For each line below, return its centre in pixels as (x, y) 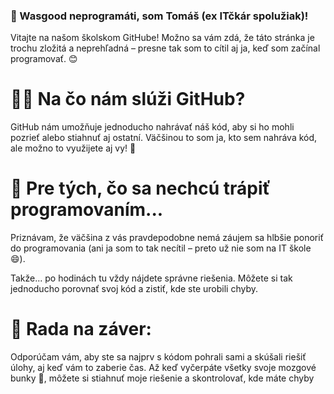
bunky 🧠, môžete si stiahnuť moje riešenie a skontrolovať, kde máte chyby (162, 378)
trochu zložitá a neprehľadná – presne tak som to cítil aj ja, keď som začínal (165, 48)
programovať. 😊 (44, 59)
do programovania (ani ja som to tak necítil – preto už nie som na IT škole (161, 248)
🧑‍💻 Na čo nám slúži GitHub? (128, 99)
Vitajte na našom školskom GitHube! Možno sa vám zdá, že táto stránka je (162, 38)
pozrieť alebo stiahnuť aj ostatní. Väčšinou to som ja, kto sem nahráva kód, (164, 138)
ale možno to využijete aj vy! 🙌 (73, 148)
